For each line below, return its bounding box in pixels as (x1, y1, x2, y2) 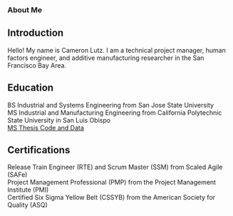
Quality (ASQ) (7, 201, 48, 210)
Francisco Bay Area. (7, 61, 66, 69)
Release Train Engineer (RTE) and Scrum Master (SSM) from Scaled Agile (7, 163, 223, 172)
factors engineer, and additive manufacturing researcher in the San (7, 53, 204, 62)
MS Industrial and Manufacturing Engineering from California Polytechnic (7, 108, 222, 117)
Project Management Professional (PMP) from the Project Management (7, 178, 216, 187)
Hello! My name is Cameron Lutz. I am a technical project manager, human (7, 46, 226, 54)
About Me (7, 5, 43, 15)
